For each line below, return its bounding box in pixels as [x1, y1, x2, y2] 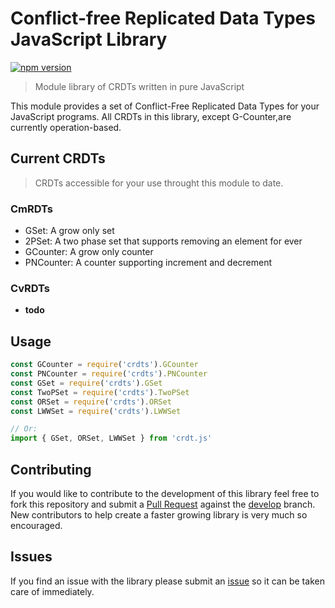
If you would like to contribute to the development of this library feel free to [10, 487, 320, 499]
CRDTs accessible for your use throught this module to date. [34, 177, 284, 189]
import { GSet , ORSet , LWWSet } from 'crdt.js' [10, 433, 213, 444]
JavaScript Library [10, 28, 168, 51]
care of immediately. [10, 585, 95, 597]
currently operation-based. [10, 121, 122, 133]
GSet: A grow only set [24, 225, 115, 237]
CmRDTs [10, 202, 53, 216]
